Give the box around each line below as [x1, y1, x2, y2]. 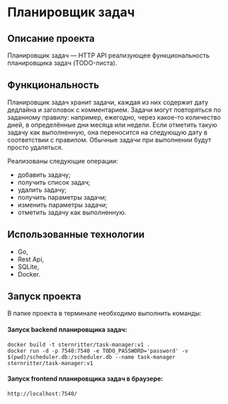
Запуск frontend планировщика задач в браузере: [7, 374, 164, 383]
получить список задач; [17, 178, 91, 186]
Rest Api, [17, 255, 45, 263]
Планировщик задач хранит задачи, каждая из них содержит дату [7, 98, 209, 106]
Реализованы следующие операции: [7, 156, 118, 165]
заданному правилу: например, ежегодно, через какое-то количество [7, 112, 221, 121]
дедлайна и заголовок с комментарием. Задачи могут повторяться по [7, 105, 222, 114]
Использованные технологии [7, 229, 145, 241]
